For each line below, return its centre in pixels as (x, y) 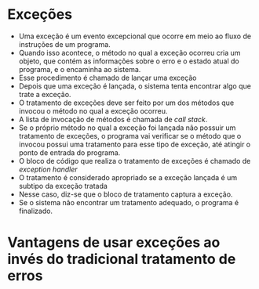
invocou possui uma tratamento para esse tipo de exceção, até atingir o (135, 144)
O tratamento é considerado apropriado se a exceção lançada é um (128, 177)
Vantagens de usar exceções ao (114, 242)
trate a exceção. (45, 94)
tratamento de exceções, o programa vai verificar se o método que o (130, 135)
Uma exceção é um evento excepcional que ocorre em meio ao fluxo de (135, 36)
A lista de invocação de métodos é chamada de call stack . (113, 119)
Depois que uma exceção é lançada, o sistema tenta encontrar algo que (135, 86)
